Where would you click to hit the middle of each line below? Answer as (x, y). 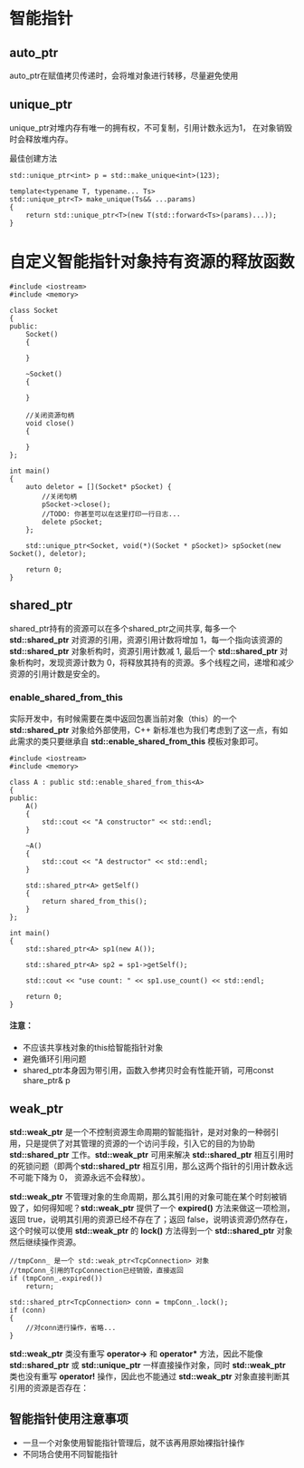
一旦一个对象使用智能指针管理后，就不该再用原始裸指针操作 (133, 1443)
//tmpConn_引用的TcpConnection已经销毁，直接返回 (96, 1270)
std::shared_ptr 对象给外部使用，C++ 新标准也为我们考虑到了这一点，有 (145, 729)
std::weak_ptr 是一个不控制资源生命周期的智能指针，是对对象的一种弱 (140, 1131)
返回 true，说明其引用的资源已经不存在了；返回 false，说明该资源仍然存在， (151, 1219)
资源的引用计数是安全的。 (57, 673)
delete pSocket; (72, 522)
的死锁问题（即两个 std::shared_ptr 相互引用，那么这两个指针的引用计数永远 (152, 1166)
